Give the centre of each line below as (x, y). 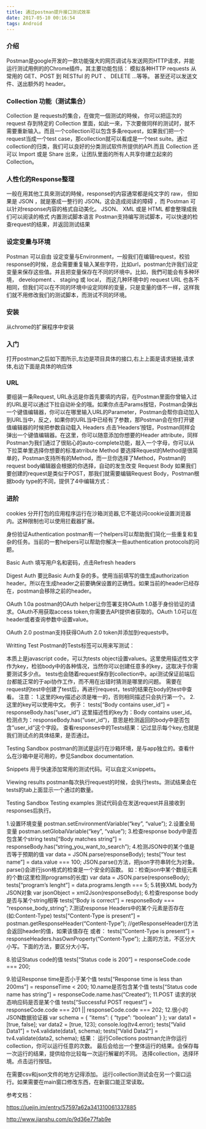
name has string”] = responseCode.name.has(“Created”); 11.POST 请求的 (99, 994)
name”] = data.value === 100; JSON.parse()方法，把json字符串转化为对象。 (102, 862)
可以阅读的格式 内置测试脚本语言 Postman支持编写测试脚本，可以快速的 (102, 217)
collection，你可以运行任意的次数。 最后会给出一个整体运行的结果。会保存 (100, 1045)
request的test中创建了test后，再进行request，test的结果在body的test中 (97, 689)
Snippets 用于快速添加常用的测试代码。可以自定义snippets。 (83, 769)
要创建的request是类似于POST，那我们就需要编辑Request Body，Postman (100, 474)
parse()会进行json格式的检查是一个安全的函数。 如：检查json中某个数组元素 (102, 869)
